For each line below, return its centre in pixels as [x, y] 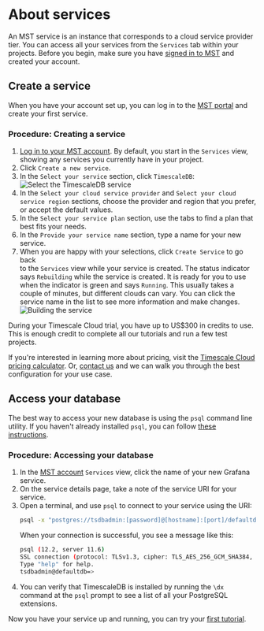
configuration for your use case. [60, 374]
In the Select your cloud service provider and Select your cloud [128, 193]
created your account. [44, 61]
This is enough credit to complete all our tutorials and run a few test [118, 334]
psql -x [32, 520]
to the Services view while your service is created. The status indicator [135, 269]
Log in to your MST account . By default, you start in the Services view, [134, 151]
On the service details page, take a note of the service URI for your [128, 489]
